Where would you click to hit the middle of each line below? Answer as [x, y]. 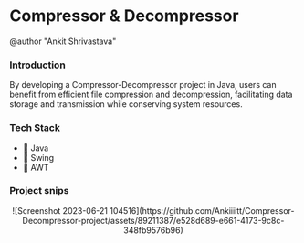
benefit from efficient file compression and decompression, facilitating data [151, 95]
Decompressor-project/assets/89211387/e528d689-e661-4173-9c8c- [153, 220]
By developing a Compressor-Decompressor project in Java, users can [143, 85]
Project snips [39, 191]
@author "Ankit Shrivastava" [63, 41]
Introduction [37, 65]
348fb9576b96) [153, 230]
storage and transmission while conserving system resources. [126, 104]
